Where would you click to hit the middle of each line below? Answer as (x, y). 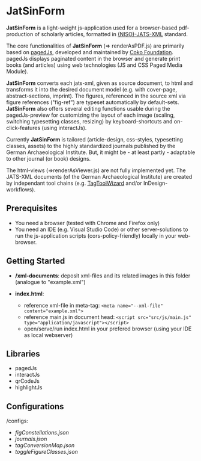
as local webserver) (48, 335)
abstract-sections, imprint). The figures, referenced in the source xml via (96, 96)
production (20, 34)
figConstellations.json (42, 433)
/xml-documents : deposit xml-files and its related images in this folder (103, 276)
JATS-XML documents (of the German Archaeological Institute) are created (99, 176)
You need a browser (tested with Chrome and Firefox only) (87, 223)
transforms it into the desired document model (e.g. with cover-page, (92, 89)
